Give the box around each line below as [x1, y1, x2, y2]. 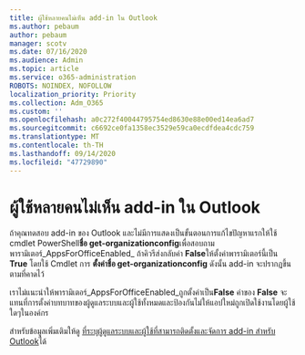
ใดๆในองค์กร [9, 308, 49, 318]
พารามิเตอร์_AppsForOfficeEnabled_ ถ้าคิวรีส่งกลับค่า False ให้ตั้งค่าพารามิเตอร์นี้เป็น [9, 248, 279, 259]
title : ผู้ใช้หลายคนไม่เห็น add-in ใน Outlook [9, 13, 158, 23]
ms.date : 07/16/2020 [9, 47, 88, 57]
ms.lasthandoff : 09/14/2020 [9, 149, 117, 158]
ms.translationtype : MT [9, 132, 100, 141]
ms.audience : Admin [9, 56, 84, 65]
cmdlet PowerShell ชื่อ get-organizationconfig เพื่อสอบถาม [9, 238, 216, 249]
